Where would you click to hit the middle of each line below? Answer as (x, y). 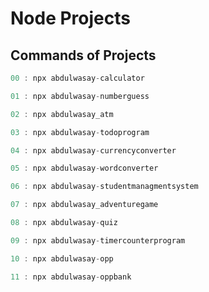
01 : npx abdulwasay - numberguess (80, 96)
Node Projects (70, 18)
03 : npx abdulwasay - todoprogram (80, 132)
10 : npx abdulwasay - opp (62, 258)
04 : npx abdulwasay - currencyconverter (93, 150)
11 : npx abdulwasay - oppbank (71, 277)
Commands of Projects (83, 55)
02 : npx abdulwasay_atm (62, 114)
